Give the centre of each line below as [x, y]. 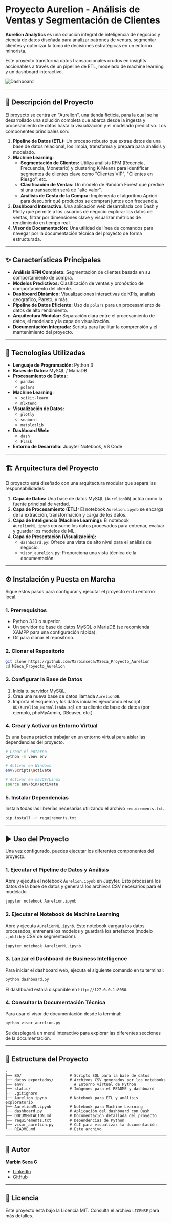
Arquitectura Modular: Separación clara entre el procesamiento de [84, 315]
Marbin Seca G [21, 1162]
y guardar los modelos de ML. [44, 531]
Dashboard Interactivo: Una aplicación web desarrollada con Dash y [85, 206]
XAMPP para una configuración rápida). [55, 632]
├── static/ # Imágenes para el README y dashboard [80, 1089]
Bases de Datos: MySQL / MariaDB [50, 371]
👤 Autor [18, 1150]
